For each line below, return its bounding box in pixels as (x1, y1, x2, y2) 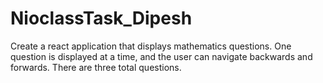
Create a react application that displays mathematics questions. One (10, 40, 292, 52)
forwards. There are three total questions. (10, 61, 182, 73)
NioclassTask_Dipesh (10, 7, 193, 30)
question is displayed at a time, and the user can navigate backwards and (10, 50, 313, 62)
